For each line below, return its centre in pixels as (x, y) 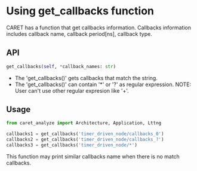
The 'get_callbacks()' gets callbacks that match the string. (86, 78)
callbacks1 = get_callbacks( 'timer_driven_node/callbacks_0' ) (85, 134)
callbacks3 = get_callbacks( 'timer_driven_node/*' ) (72, 145)
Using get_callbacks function (80, 11)
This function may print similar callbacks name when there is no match (93, 156)
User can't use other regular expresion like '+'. (72, 90)
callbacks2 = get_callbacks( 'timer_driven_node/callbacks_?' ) (85, 140)
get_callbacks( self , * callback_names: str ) (61, 66)
